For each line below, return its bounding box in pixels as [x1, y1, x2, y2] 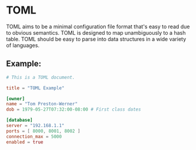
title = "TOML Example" [6, 85, 65, 91]
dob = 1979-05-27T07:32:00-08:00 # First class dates [6, 106, 142, 112]
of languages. [6, 42, 40, 49]
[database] [6, 117, 33, 124]
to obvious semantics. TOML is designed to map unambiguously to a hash [6, 29, 186, 36]
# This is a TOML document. [6, 74, 76, 80]
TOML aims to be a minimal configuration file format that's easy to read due [6, 23, 190, 30]
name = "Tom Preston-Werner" [6, 101, 78, 107]
